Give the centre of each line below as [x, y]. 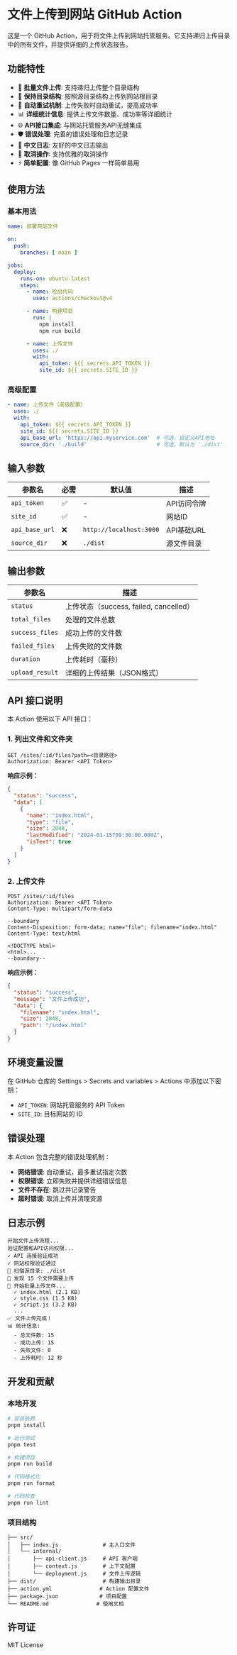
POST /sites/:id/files [41, 897]
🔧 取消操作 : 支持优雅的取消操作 [63, 154]
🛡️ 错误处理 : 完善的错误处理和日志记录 [73, 134]
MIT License [26, 1645]
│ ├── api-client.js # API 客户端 [73, 1559]
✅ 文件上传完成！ [30, 1319]
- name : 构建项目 [49, 311]
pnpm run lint [28, 1502]
